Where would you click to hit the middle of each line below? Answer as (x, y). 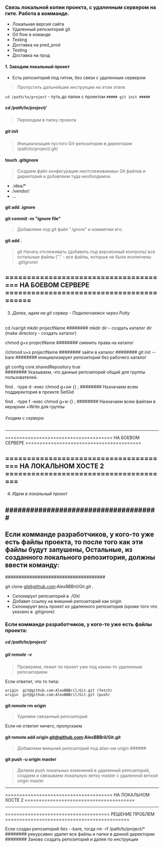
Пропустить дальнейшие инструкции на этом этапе (71, 87)
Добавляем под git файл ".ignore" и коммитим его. (70, 229)
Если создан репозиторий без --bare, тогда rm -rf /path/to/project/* (75, 829)
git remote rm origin (26, 705)
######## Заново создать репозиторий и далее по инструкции (72, 839)
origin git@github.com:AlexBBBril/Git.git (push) (58, 695)
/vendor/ (21, 191)
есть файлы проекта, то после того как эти (74, 542)
